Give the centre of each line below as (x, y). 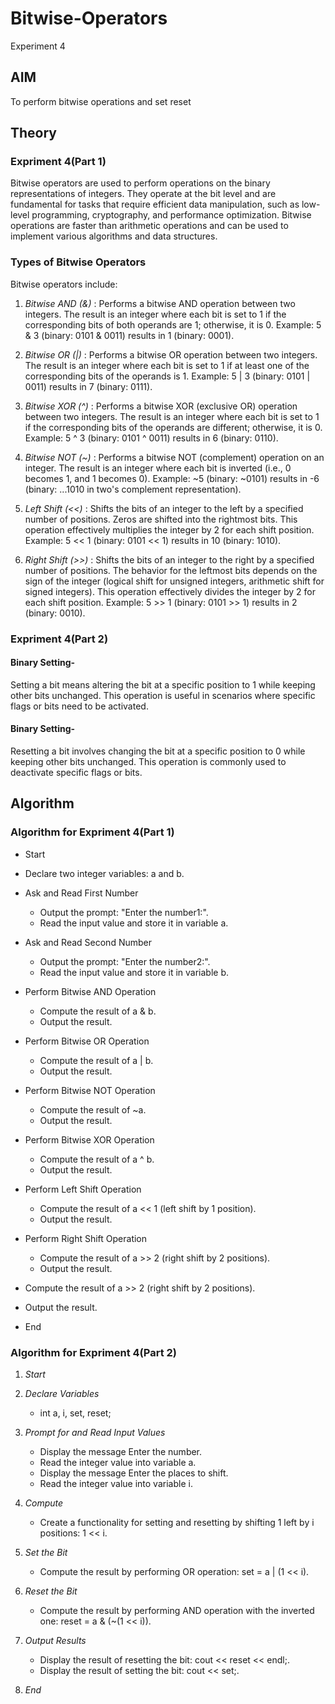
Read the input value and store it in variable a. (134, 923)
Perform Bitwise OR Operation (87, 1041)
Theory (34, 133)
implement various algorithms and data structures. (114, 236)
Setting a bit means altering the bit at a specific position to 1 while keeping (163, 684)
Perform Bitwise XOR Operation (89, 1139)
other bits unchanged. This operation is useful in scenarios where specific (163, 695)
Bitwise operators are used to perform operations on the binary (140, 183)
